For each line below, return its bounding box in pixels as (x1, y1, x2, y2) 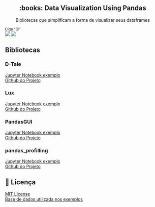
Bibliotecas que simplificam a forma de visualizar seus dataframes (15, 17, 150, 23)
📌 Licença (5, 178, 36, 186)
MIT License (5, 191, 31, 197)
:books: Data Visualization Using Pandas (19, 4, 147, 12)
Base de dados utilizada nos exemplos (5, 196, 83, 202)
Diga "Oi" (5, 27, 21, 32)
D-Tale (5, 61, 21, 68)
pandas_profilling (5, 147, 48, 154)
